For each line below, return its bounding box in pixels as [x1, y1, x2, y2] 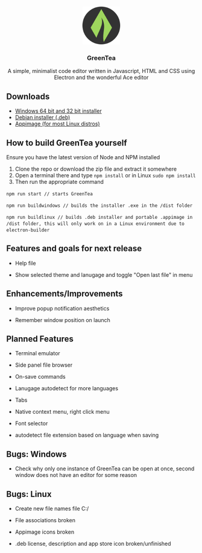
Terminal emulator [14, 350, 60, 357]
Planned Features [6, 333, 74, 344]
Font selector [14, 420, 48, 427]
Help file [14, 259, 36, 267]
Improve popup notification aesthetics [14, 305, 110, 312]
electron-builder [6, 227, 50, 233]
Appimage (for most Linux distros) [14, 120, 101, 127]
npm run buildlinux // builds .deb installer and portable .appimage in [6, 214, 193, 220]
